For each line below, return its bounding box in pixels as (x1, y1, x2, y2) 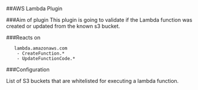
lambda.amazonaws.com (14, 45, 68, 51)
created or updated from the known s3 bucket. (6, 23, 120, 29)
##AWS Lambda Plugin (6, 5, 63, 12)
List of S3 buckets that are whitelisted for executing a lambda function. (6, 78, 179, 84)
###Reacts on (6, 34, 40, 41)
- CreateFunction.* (17, 51, 65, 56)
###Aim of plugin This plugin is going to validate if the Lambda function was (6, 16, 193, 23)
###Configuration (6, 66, 50, 73)
